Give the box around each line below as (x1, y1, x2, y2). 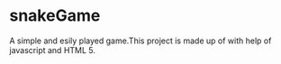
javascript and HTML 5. (9, 44, 96, 55)
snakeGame (9, 5, 101, 26)
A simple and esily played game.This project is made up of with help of (9, 35, 272, 46)
